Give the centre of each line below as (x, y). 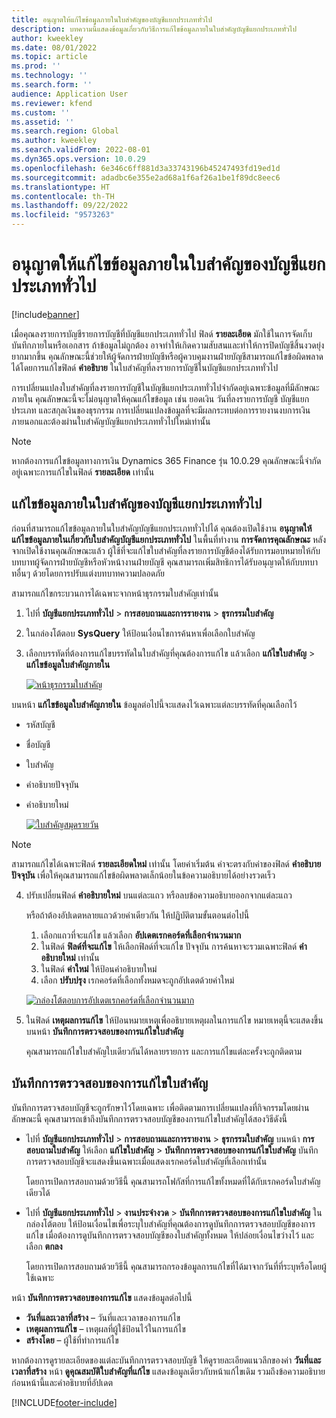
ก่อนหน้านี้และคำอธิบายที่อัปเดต (62, 1382)
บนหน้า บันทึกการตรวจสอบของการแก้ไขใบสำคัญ (104, 1031)
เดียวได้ (38, 1192)
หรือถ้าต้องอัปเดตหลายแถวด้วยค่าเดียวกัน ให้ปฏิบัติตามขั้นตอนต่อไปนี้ (137, 915)
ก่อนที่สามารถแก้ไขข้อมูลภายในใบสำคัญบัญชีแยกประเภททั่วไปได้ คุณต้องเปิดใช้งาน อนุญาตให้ (162, 528)
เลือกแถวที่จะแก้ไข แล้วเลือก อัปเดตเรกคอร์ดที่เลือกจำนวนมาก (141, 935)
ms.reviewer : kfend (52, 103)
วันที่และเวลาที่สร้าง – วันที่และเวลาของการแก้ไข (103, 1317)
